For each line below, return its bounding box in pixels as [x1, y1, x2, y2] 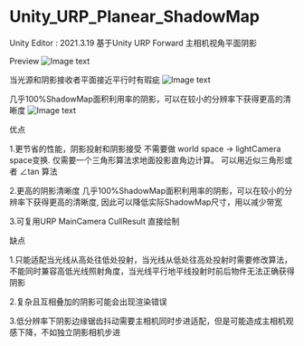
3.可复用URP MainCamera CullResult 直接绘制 [9, 216, 180, 226]
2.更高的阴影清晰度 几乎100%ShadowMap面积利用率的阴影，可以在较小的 [9, 185, 285, 196]
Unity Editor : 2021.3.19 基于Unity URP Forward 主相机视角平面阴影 [9, 37, 258, 48]
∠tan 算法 [19, 166, 58, 177]
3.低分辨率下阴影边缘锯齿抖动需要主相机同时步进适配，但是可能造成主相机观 [9, 315, 294, 326]
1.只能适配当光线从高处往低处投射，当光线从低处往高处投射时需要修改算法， [9, 254, 292, 264]
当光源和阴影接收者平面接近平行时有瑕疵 [9, 74, 160, 85]
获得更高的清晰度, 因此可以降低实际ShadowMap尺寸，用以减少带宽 [33, 197, 283, 207]
